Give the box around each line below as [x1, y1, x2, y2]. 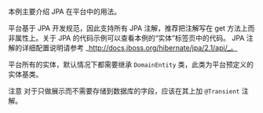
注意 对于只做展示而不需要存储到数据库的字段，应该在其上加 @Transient [8, 86, 240, 96]
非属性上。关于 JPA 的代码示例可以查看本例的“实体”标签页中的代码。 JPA [8, 34, 245, 42]
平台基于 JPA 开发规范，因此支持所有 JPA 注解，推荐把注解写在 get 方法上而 [8, 24, 255, 33]
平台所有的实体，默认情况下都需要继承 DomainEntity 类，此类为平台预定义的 [8, 60, 254, 69]
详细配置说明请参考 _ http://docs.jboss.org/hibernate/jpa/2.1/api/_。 [21, 43, 238, 53]
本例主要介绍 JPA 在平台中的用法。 [8, 7, 122, 16]
